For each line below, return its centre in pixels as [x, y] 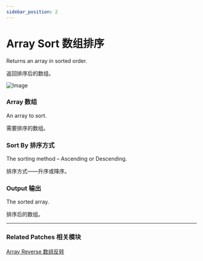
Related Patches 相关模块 [44, 237]
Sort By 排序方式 [31, 145]
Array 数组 [22, 102]
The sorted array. [28, 202]
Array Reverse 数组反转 [35, 251]
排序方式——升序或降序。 [38, 171]
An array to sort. [27, 115]
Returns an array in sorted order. [47, 60]
